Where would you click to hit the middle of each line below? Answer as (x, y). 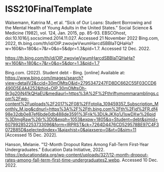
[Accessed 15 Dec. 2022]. (31, 135)
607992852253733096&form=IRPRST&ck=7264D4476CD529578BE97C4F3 (82, 124)
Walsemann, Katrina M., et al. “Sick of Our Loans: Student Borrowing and (78, 22)
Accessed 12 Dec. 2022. (126, 48)
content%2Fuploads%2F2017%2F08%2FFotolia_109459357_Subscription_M (82, 104)
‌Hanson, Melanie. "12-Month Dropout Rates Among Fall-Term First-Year (77, 144)
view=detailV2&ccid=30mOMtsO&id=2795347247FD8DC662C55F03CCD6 (81, 83)
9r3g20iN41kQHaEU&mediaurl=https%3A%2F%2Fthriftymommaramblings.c (82, 93)
